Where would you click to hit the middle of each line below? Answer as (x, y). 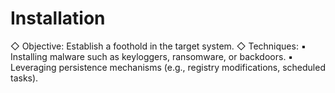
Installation (58, 18)
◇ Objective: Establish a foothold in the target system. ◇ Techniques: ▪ (158, 46)
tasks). (24, 78)
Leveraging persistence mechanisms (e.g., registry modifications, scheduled (168, 67)
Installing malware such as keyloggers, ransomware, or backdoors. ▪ (152, 56)
